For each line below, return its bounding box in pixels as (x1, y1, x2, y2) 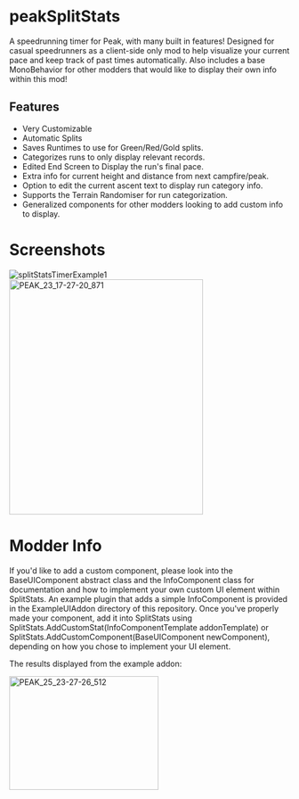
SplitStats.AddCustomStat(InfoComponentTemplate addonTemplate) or (9, 622, 269, 632)
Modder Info (9, 535, 102, 556)
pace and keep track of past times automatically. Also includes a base (9, 54, 265, 65)
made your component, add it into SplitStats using (9, 613, 193, 623)
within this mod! (9, 73, 69, 84)
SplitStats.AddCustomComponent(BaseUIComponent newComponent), (9, 631, 271, 642)
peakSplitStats (9, 6, 121, 27)
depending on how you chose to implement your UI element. (9, 640, 231, 652)
